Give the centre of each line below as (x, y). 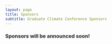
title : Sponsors (22, 14)
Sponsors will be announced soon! (47, 36)
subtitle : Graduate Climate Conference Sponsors (56, 19)
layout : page (19, 10)
